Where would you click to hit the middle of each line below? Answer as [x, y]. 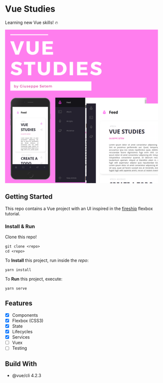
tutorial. [13, 213]
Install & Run [20, 226]
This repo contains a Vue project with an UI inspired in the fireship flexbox [79, 209]
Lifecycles [22, 332]
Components [25, 315]
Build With [21, 364]
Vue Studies [30, 9]
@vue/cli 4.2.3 [26, 376]
